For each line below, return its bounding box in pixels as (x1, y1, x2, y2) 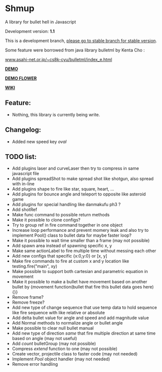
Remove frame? (12, 294, 44, 300)
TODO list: (5, 152, 37, 161)
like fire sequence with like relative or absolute (12, 310, 105, 316)
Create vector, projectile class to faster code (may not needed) (12, 351, 138, 357)
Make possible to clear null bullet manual (12, 325, 94, 331)
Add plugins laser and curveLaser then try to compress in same (12, 165, 139, 171)
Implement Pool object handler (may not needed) (12, 356, 110, 362)
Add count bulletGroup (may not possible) (12, 340, 96, 347)
